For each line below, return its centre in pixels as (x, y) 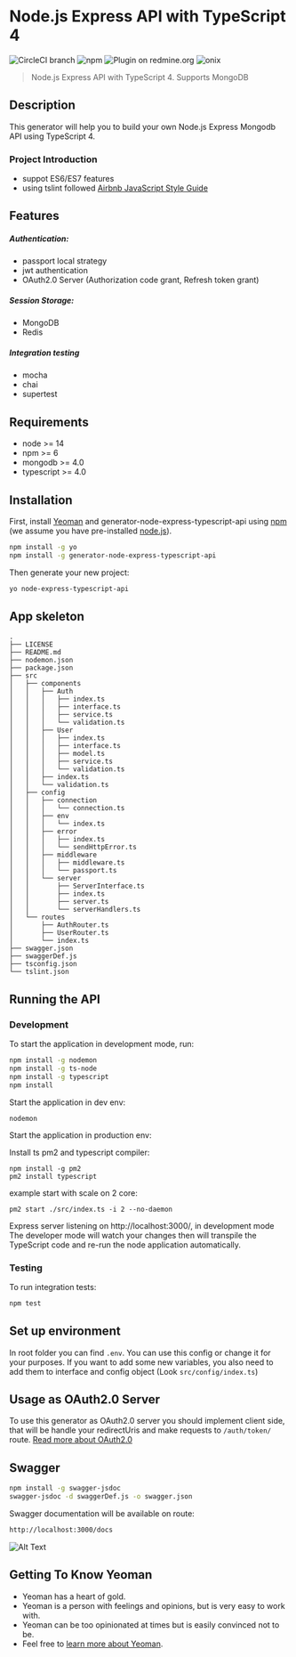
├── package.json (41, 668)
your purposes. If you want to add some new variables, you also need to (141, 1362)
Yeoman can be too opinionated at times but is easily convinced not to (151, 1625)
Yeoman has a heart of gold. (74, 1596)
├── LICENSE (31, 645)
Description (42, 106)
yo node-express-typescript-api (69, 589)
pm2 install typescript (53, 1176)
